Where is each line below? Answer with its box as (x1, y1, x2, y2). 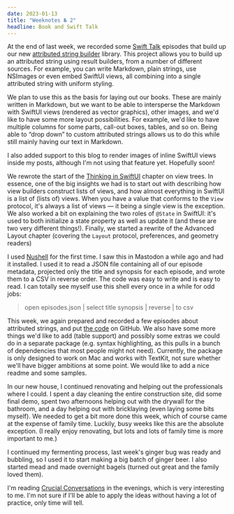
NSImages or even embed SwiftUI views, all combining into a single (7, 72, 201, 80)
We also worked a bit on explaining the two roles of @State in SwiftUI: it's (7, 209, 217, 217)
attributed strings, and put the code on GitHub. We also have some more (7, 324, 216, 333)
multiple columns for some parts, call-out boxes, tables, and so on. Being (7, 123, 218, 131)
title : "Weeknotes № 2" (7, 17, 77, 24)
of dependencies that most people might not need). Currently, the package (7, 347, 224, 355)
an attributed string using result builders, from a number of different (7, 57, 203, 66)
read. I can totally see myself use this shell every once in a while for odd (7, 283, 215, 291)
